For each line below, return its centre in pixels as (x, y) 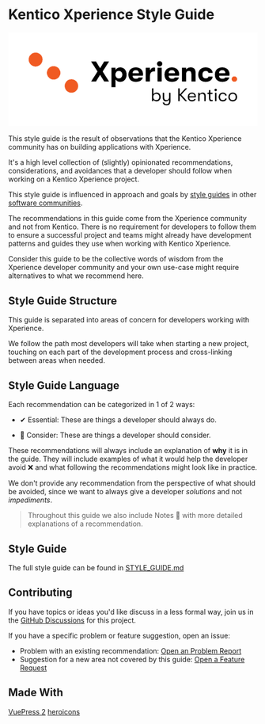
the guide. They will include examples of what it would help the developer (128, 459)
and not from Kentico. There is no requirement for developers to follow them (132, 227)
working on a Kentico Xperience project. (74, 179)
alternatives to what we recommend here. (76, 276)
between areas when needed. (57, 360)
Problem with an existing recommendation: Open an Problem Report (131, 650)
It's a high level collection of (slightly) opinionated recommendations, (121, 162)
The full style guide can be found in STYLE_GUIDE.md (96, 567)
